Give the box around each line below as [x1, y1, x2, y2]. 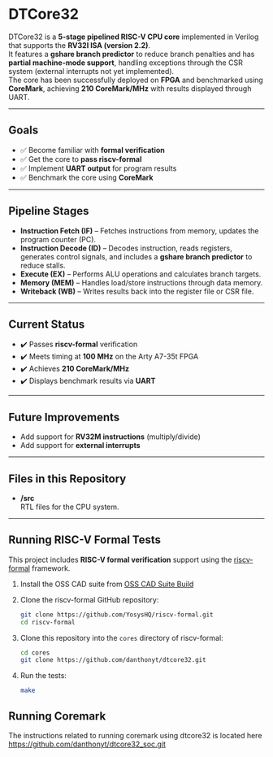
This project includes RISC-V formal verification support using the [8, 555, 232, 564]
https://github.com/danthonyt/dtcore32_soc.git [8, 739, 167, 749]
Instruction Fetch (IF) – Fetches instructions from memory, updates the [19, 225, 259, 236]
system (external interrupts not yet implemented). [8, 66, 175, 76]
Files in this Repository [8, 472, 127, 485]
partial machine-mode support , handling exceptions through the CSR [8, 58, 244, 67]
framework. [32, 563, 71, 573]
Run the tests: [19, 671, 67, 681]
